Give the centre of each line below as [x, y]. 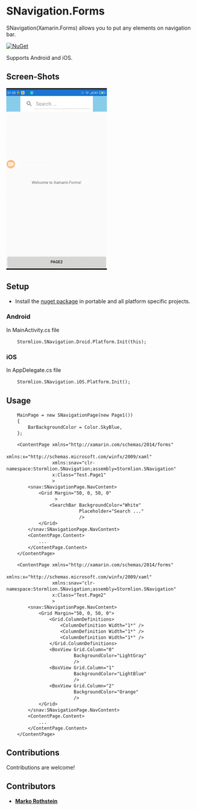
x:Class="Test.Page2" [79, 595]
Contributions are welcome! [41, 767]
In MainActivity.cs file [33, 330]
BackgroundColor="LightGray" [110, 655]
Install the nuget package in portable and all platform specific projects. [103, 301]
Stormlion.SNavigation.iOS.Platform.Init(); [74, 382]
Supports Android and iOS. [39, 57]
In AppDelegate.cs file [34, 370]
